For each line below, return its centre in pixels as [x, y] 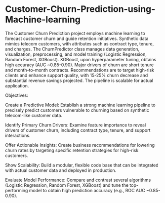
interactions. [18, 135]
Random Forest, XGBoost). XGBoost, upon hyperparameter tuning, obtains [81, 59]
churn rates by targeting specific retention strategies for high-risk [72, 150]
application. [17, 85]
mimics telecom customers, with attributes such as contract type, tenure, [80, 43]
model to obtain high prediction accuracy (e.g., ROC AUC [87, 190]
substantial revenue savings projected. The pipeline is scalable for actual [79, 81]
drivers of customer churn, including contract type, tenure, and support [78, 130]
